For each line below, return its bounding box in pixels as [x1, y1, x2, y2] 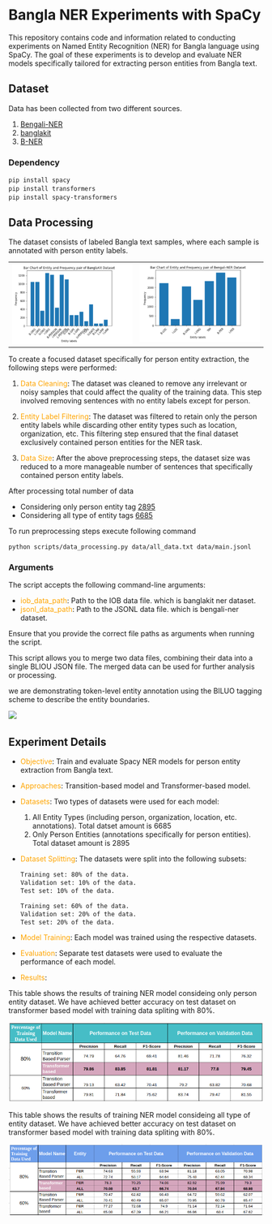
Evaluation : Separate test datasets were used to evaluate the [19, 948, 223, 959]
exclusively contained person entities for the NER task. [19, 437, 202, 447]
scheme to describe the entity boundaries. [8, 695, 150, 705]
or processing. [8, 670, 57, 680]
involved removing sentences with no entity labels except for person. [19, 396, 251, 406]
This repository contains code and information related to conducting [8, 32, 236, 42]
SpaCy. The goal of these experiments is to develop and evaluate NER [8, 50, 242, 59]
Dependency [8, 157, 61, 168]
